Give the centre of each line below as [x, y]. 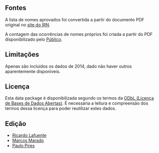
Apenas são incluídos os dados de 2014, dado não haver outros [68, 66]
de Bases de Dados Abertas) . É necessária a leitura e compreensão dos [77, 103]
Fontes [16, 8]
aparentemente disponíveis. [33, 71]
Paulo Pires [23, 146]
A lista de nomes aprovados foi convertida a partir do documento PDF [75, 19]
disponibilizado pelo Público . [34, 39]
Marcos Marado [28, 140]
